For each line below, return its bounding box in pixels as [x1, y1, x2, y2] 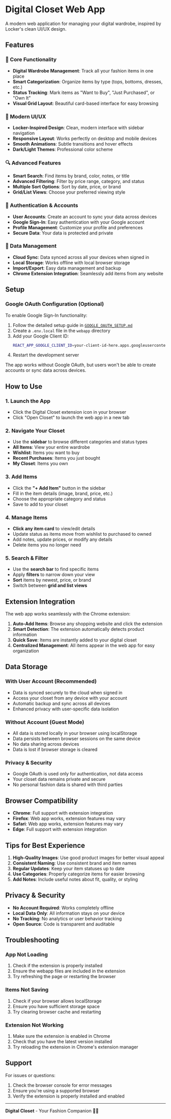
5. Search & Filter [5, 554, 48, 561]
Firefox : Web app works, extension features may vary [12, 816, 126, 822]
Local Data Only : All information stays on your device [12, 910, 125, 916]
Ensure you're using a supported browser [12, 1087, 100, 1093]
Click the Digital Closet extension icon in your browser [12, 409, 126, 415]
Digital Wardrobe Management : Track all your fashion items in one [12, 67, 154, 74]
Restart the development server [12, 352, 79, 358]
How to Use [5, 382, 43, 391]
